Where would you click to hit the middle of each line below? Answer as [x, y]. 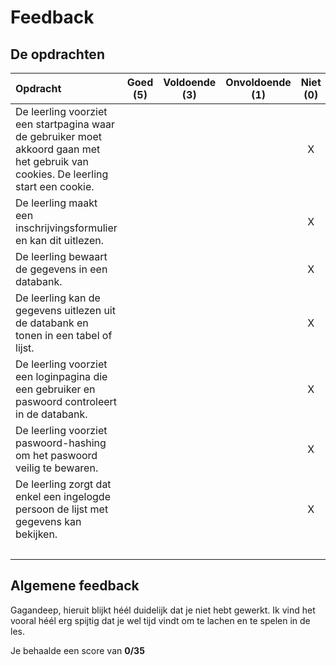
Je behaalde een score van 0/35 [77, 650]
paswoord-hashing [61, 443]
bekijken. [36, 534]
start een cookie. [55, 186]
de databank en [52, 323]
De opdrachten [57, 54]
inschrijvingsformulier [66, 228]
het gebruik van [52, 161]
